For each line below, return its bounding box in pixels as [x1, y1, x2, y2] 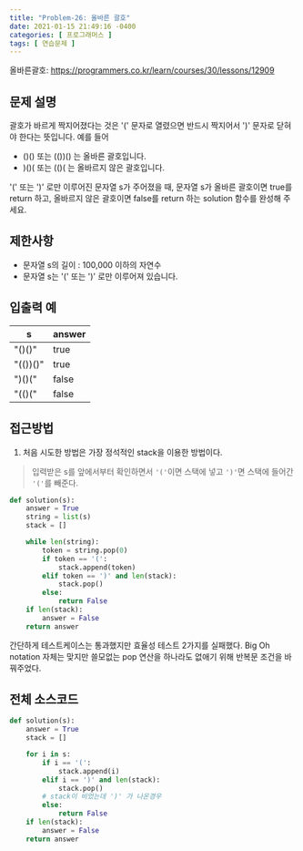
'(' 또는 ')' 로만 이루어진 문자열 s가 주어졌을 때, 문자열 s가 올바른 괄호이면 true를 [9, 181, 293, 192]
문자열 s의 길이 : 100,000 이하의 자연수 [22, 259, 162, 270]
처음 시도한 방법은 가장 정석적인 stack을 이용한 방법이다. [22, 446, 223, 457]
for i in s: [25, 750, 71, 759]
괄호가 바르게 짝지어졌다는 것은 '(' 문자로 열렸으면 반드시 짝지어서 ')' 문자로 [9, 120, 275, 131]
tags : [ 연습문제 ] [9, 38, 76, 48]
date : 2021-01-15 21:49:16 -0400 [9, 22, 136, 31]
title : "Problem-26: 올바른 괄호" [9, 13, 131, 23]
